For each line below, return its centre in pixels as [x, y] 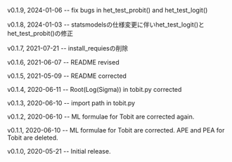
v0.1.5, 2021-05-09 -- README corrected [67, 76]
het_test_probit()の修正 [40, 33]
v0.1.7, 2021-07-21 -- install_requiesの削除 [68, 48]
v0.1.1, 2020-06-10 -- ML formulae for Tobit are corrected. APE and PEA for [116, 130]
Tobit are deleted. [33, 137]
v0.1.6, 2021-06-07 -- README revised [63, 62]
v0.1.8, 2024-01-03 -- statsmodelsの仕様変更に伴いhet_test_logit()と [106, 25]
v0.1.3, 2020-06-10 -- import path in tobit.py [71, 103]
